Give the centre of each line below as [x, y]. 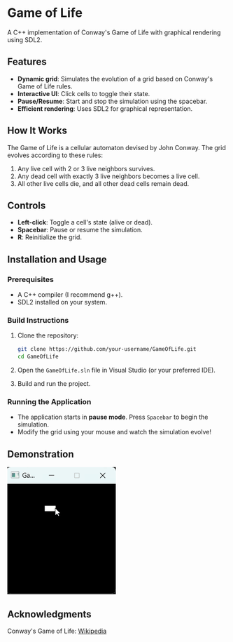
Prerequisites [30, 279]
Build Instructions [38, 320]
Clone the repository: [48, 335]
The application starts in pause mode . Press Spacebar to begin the [113, 417]
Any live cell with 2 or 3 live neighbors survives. [86, 168]
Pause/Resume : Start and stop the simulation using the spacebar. [112, 101]
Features [27, 62]
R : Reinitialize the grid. [50, 237]
